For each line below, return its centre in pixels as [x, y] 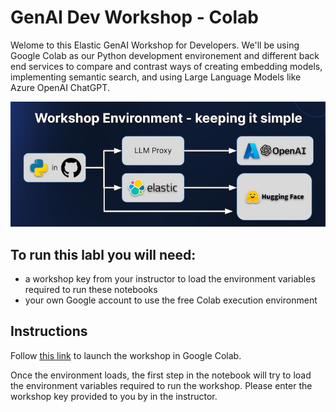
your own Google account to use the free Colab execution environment [171, 300]
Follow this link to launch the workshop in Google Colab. [126, 355]
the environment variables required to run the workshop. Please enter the [161, 385]
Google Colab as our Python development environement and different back [165, 55]
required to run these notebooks [91, 290]
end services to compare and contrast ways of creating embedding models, [166, 66]
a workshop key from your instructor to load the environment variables [170, 279]
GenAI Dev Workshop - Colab [134, 17]
